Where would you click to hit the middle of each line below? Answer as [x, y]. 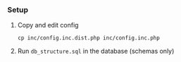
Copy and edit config [48, 25]
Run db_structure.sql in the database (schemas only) [96, 51]
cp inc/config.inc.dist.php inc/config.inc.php [88, 38]
